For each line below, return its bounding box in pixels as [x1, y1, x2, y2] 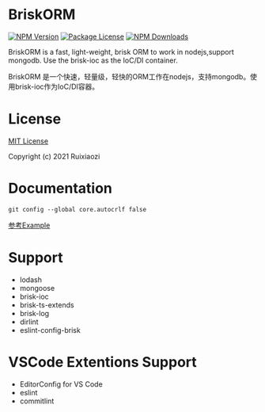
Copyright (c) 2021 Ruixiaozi [8, 151, 100, 161]
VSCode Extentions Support [8, 353, 198, 371]
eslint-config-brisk [19, 325, 81, 334]
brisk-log [19, 308, 50, 318]
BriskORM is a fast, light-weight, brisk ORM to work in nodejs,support [8, 47, 235, 56]
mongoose [19, 283, 55, 292]
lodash [19, 275, 42, 284]
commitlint [19, 396, 55, 406]
